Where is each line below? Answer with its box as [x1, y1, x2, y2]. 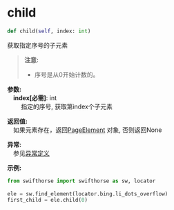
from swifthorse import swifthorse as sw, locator [7, 178, 156, 184]
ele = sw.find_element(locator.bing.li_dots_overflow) [7, 190, 168, 198]
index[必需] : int [13, 93, 57, 102]
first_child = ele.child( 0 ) [7, 197, 88, 204]
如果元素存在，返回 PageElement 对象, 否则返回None [13, 126, 162, 134]
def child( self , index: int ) [7, 28, 91, 35]
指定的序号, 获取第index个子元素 [20, 102, 113, 111]
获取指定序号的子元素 [7, 41, 68, 49]
